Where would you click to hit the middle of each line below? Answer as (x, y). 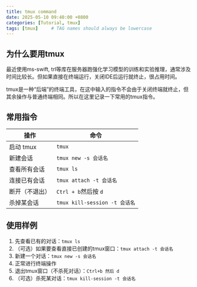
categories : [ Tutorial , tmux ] (43, 23)
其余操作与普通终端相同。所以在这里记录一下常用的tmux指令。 (82, 97)
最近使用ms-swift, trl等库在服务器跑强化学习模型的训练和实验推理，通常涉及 (98, 70)
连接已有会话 (27, 180)
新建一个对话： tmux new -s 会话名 (55, 256)
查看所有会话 (27, 169)
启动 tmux (23, 147)
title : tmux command (32, 12)
